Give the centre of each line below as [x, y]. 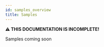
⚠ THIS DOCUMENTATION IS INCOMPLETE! [53, 29]
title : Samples [21, 15]
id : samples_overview [28, 10]
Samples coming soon [28, 39]
